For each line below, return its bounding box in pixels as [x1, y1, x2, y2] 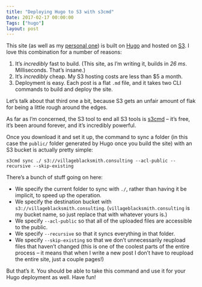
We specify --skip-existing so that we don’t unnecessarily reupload [14, 236, 186, 244]
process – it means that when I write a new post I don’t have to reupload [14, 249, 194, 256]
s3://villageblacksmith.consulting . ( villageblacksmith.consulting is [14, 205, 191, 212]
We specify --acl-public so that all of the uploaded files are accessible [14, 217, 192, 224]
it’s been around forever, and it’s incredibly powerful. [6, 122, 136, 129]
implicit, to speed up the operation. [14, 192, 102, 199]
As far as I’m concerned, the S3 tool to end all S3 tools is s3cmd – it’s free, [6, 116, 191, 123]
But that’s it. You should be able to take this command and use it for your [6, 267, 186, 274]
